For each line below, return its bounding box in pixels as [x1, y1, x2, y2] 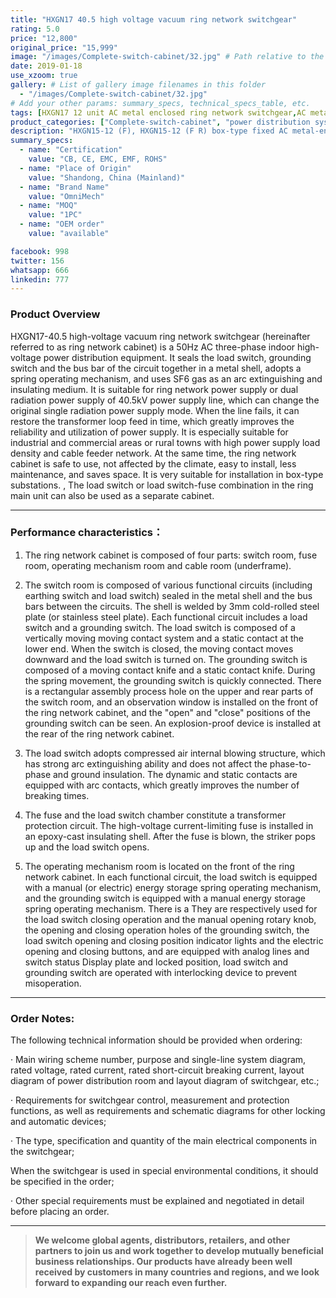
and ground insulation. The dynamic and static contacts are [52, 768, 298, 780]
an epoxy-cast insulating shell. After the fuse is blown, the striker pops [24, 830, 316, 842]
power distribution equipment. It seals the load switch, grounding [43, 351, 312, 363]
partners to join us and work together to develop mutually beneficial [34, 1245, 324, 1257]
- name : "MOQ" [19, 201, 78, 211]
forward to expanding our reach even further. [34, 1277, 228, 1289]
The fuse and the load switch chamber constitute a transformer [24, 809, 287, 821]
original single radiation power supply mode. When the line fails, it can [10, 404, 300, 416]
